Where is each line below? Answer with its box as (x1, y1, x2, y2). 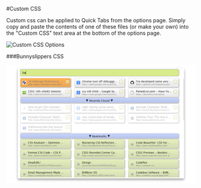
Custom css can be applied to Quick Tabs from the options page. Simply (6, 17, 186, 23)
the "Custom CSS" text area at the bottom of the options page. (6, 29, 161, 37)
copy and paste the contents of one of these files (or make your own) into (6, 23, 189, 30)
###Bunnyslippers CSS (6, 53, 64, 59)
